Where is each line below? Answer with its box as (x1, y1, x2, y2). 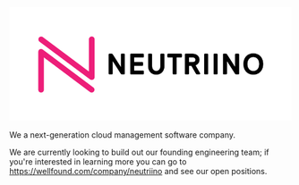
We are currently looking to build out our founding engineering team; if (9, 147, 269, 158)
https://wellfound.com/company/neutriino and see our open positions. (9, 166, 268, 177)
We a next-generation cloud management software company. (9, 130, 235, 140)
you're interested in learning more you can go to (9, 156, 187, 167)
